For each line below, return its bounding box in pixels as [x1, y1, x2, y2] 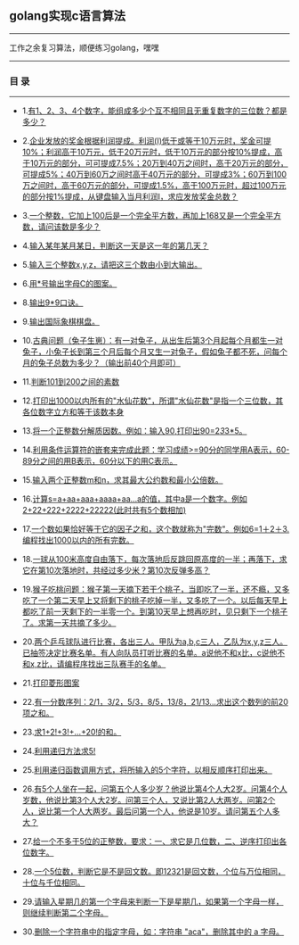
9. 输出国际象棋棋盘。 [21, 316, 101, 327]
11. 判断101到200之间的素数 [21, 377, 120, 387]
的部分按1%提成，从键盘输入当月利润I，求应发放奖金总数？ [21, 191, 238, 203]
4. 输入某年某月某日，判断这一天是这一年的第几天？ [21, 240, 209, 252]
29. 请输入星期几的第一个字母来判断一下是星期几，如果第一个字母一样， [21, 896, 284, 908]
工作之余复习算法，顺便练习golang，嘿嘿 [9, 42, 160, 53]
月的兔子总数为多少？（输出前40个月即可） [21, 358, 181, 369]
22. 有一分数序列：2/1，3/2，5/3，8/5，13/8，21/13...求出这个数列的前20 [21, 697, 289, 708]
